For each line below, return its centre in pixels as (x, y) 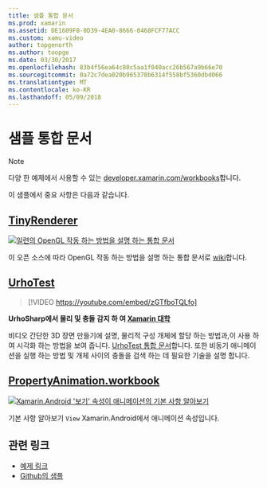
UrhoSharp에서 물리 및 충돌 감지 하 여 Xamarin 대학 (89, 318)
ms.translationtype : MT (48, 82)
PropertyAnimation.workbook (84, 381)
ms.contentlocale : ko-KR (49, 90)
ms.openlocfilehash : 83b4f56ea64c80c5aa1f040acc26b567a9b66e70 (116, 68)
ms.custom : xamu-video (46, 38)
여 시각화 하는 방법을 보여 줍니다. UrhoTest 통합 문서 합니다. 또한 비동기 (118, 345)
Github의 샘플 (41, 476)
